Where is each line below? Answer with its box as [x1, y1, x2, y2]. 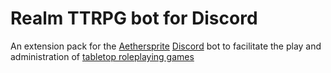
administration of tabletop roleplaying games [10, 50, 195, 62]
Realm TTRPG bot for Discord [10, 7, 258, 30]
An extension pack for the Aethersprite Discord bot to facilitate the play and [10, 40, 322, 52]
